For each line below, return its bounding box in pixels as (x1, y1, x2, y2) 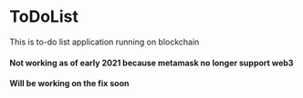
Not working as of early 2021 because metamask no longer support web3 (9, 57, 294, 68)
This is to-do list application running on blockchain (9, 36, 200, 47)
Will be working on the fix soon (9, 78, 130, 89)
